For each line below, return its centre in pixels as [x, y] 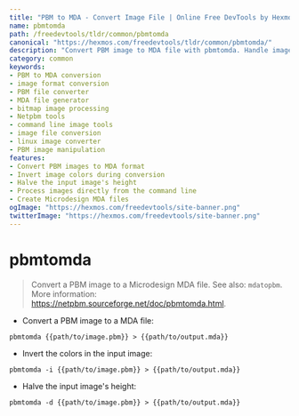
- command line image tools [61, 125]
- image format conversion [59, 84]
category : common [41, 59]
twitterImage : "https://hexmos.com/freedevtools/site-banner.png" [135, 216]
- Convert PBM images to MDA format [77, 166]
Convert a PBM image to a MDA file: [88, 320]
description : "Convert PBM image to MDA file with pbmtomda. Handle [139, 51]
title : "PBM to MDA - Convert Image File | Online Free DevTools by [139, 17]
